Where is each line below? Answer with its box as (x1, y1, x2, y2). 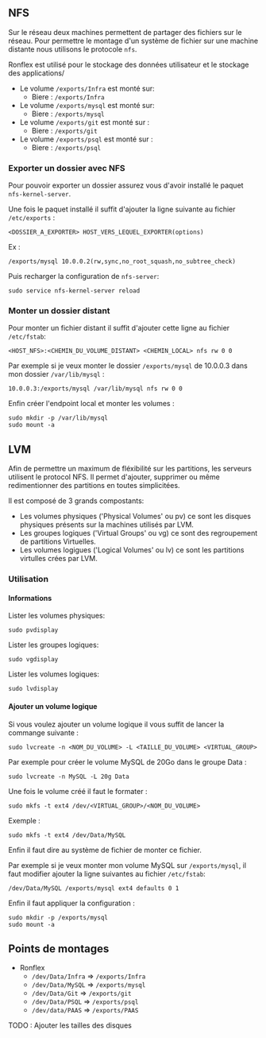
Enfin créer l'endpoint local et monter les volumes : (8, 399, 175, 409)
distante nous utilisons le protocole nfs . (8, 44, 137, 54)
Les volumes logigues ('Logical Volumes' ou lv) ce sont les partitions (19, 545, 245, 555)
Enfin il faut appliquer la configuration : (8, 898, 135, 908)
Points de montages (8, 942, 110, 955)
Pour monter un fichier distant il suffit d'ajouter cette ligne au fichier (8, 323, 230, 333)
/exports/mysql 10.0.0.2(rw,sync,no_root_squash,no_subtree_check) (8, 258, 237, 265)
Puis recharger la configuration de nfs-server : (8, 272, 160, 281)
